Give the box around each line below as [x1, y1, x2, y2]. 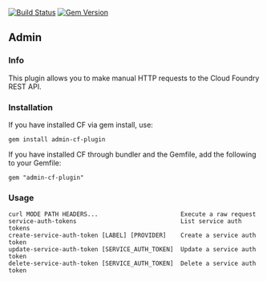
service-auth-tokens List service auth [8, 218, 242, 226]
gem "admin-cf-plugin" [8, 173, 84, 181]
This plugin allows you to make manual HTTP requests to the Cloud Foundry [8, 73, 260, 83]
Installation [8, 101, 54, 112]
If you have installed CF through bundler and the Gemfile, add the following [8, 149, 257, 159]
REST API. [8, 81, 42, 92]
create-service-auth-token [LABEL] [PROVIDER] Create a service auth [8, 231, 257, 240]
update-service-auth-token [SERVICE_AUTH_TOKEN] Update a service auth [8, 246, 257, 254]
